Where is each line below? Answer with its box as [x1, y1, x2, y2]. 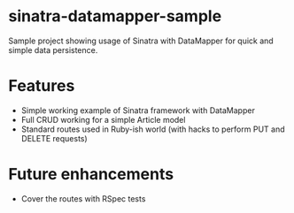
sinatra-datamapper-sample [8, 6, 222, 27]
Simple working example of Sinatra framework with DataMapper [20, 104, 256, 116]
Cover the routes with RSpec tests [20, 193, 146, 204]
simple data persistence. [8, 44, 98, 55]
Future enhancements [8, 164, 174, 185]
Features [8, 76, 75, 96]
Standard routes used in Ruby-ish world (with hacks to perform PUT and [20, 124, 285, 134]
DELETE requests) [20, 133, 88, 143]
